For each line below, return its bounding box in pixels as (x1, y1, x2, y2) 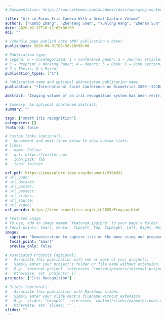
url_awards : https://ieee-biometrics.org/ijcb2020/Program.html (5, 207, 140, 212)
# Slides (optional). (5, 284, 50, 289)
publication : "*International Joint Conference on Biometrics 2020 (5, 85, 147, 90)
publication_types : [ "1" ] (5, 71, 58, 76)
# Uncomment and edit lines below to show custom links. (5, 138, 129, 143)
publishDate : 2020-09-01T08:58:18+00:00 (5, 44, 90, 48)
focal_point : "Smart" (9, 239, 54, 244)
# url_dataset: (5, 180, 37, 184)
